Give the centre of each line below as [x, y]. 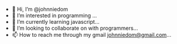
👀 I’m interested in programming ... [54, 15]
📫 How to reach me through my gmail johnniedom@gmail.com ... [91, 35]
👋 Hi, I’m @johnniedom [40, 9]
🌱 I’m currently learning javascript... [56, 22]
